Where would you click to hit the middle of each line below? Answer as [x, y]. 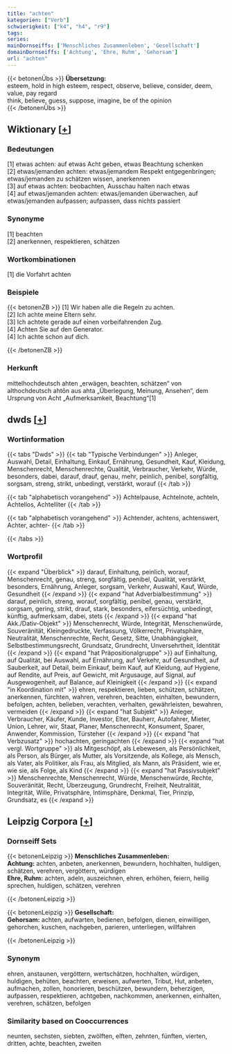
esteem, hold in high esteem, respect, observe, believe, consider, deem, [110, 85]
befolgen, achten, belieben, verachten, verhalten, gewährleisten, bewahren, [115, 704]
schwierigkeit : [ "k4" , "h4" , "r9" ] [59, 26]
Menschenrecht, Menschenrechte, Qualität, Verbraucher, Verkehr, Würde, [113, 469]
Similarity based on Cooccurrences [68, 1021]
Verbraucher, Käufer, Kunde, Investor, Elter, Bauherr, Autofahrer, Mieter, [109, 719]
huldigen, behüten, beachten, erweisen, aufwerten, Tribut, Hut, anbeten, [110, 981]
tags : [15, 33]
